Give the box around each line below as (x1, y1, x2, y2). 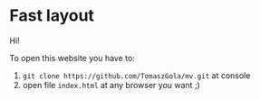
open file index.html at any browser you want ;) (22, 79, 201, 90)
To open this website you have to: (9, 52, 136, 63)
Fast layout (9, 5, 95, 26)
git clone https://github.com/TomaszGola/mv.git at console (22, 69, 251, 81)
